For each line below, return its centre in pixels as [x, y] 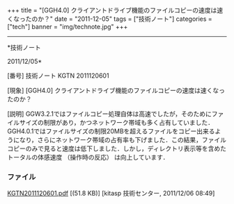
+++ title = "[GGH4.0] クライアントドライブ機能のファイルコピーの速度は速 [115, 10]
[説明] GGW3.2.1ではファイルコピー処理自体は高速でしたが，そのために [110, 114]
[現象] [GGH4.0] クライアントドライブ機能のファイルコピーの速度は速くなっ [116, 90]
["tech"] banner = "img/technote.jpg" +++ [68, 27]
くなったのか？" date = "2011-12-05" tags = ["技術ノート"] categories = [110, 19]
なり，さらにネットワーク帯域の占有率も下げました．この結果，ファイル [123, 140]
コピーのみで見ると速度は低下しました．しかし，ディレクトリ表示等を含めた [117, 148]
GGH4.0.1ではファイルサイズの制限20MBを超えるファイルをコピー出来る [111, 131]
